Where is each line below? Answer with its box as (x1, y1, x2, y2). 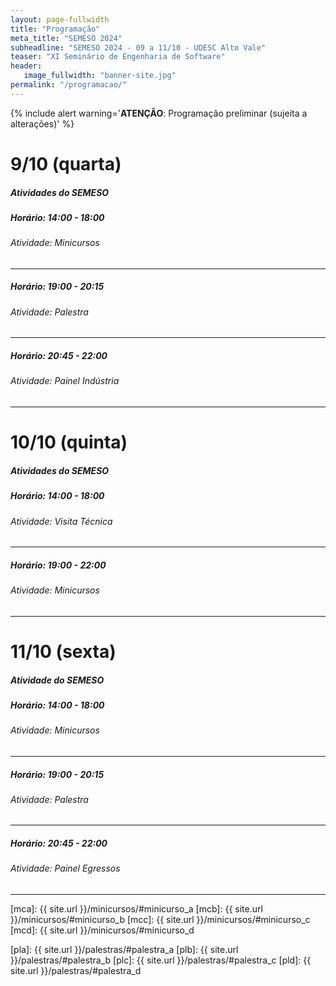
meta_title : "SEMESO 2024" (10, 33, 123, 43)
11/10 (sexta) (10, 640, 117, 663)
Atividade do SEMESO (10, 674, 105, 686)
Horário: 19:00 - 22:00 (10, 559, 107, 571)
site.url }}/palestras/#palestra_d (10, 965, 142, 977)
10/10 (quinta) (10, 431, 128, 454)
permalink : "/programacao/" (10, 80, 128, 90)
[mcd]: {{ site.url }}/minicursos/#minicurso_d (10, 924, 195, 936)
